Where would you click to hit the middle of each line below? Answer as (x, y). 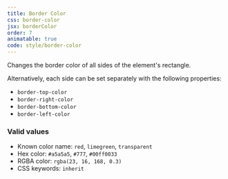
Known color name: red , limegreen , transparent (85, 147)
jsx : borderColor (32, 26)
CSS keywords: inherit (50, 169)
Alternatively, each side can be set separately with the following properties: (114, 78)
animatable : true (32, 39)
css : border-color (34, 20)
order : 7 (20, 33)
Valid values (28, 131)
